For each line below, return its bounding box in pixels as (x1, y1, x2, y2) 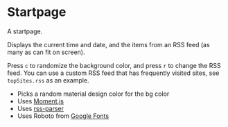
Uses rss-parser (17, 104, 64, 112)
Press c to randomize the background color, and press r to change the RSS (7, 61, 221, 69)
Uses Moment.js (17, 96, 64, 105)
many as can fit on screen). (7, 48, 85, 56)
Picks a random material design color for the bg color (17, 90, 170, 98)
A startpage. (7, 27, 43, 35)
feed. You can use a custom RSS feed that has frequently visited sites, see (7, 69, 220, 77)
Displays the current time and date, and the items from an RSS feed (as (7, 40, 210, 49)
